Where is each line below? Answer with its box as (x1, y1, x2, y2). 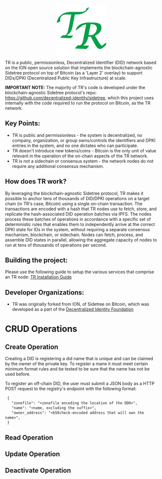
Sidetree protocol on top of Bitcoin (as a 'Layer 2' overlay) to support (5, 70, 143, 75)
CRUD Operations (5, 323, 78, 334)
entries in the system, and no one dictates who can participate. (12, 143, 138, 148)
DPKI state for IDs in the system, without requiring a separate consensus (5, 226, 150, 232)
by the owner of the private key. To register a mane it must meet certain (5, 361, 148, 367)
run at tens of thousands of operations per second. (5, 242, 107, 248)
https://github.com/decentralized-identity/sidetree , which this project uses (5, 95, 154, 101)
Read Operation (5, 433, 53, 442)
